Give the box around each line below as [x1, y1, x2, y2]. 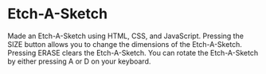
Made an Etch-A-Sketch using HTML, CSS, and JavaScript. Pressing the [7, 31, 244, 41]
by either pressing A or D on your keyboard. [7, 56, 151, 66]
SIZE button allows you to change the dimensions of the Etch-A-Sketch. [7, 39, 242, 49]
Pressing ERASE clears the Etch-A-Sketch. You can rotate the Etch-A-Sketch [7, 48, 259, 57]
